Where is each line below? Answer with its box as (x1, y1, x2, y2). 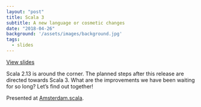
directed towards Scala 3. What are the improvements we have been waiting (6, 76, 196, 84)
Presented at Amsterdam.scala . (6, 94, 84, 102)
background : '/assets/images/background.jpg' (6, 31, 122, 37)
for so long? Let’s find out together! (6, 82, 93, 90)
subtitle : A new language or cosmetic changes (6, 20, 125, 26)
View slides (6, 58, 35, 66)
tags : (6, 36, 20, 42)
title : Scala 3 (6, 14, 45, 20)
